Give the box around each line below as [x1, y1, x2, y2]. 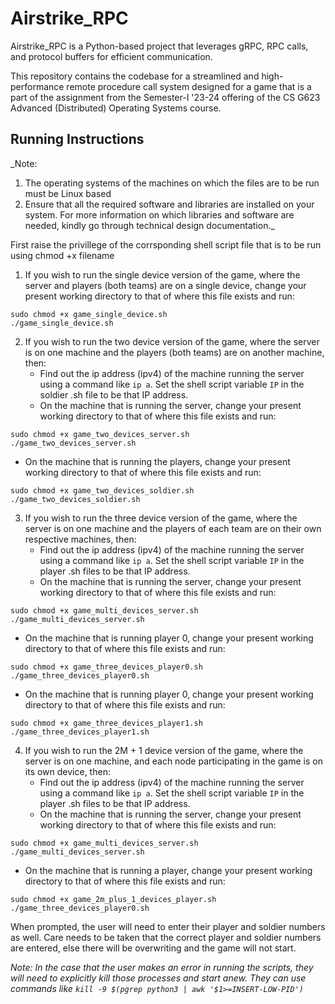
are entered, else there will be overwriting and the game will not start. [10, 942, 297, 954]
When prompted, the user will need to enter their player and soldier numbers [10, 920, 326, 932]
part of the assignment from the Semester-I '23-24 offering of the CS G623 [10, 91, 321, 103]
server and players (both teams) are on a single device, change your [24, 279, 307, 291]
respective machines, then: [24, 533, 137, 545]
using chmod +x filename [10, 249, 115, 261]
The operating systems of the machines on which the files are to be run [24, 177, 320, 189]
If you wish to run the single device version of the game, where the [24, 268, 301, 281]
